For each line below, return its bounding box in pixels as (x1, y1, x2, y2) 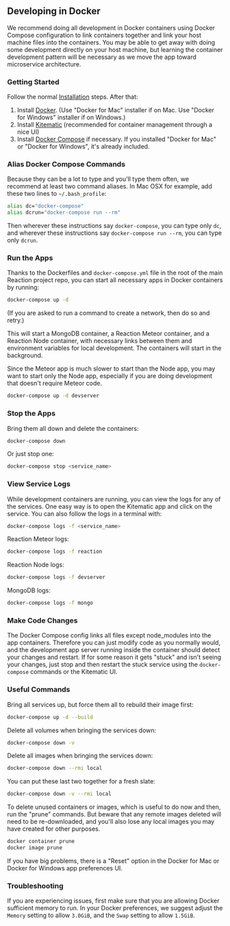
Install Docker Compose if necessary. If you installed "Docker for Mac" (16, 135, 217, 143)
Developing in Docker (7, 5, 101, 17)
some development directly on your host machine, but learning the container (7, 45, 223, 53)
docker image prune (7, 844, 63, 851)
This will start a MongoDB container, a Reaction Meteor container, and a (7, 329, 210, 338)
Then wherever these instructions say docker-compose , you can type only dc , (7, 222, 222, 230)
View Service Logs (7, 479, 71, 489)
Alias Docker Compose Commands (7, 160, 125, 169)
